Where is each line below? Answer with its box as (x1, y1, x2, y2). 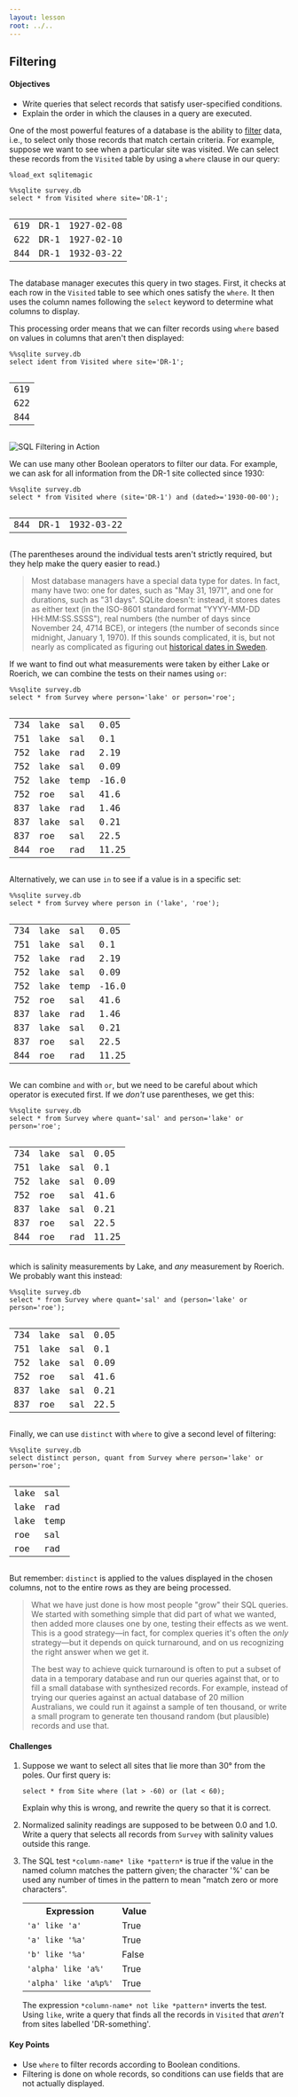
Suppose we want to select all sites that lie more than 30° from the (21, 1761, 266, 1771)
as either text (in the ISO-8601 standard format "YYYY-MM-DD (30, 604, 261, 615)
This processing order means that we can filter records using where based (9, 323, 279, 334)
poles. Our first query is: (21, 1770, 111, 1780)
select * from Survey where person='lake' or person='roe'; (9, 693, 237, 702)
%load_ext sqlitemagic (9, 170, 93, 180)
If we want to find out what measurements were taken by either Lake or (9, 658, 271, 670)
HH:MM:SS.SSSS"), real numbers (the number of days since (30, 613, 251, 624)
